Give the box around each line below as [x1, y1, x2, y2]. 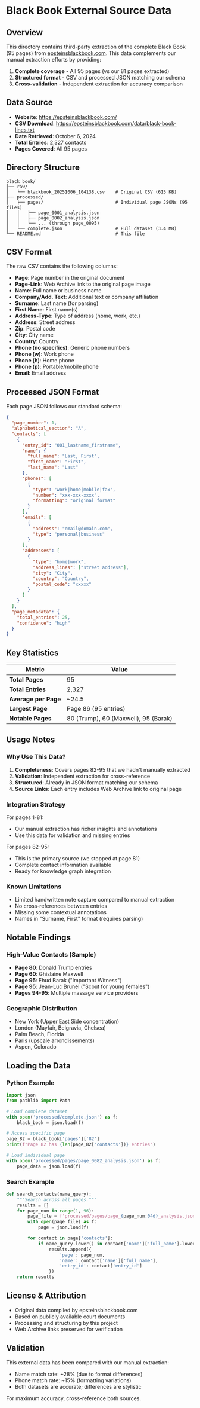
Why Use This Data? [6, 753, 66, 761]
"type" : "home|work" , [32, 559, 86, 565]
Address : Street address [14, 319, 76, 326]
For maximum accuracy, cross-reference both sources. [6, 1394, 142, 1402]
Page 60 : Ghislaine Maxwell [14, 970, 83, 978]
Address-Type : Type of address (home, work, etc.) [14, 312, 141, 320]
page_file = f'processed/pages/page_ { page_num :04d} [27, 1213, 159, 1220]
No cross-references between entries [14, 902, 108, 909]
